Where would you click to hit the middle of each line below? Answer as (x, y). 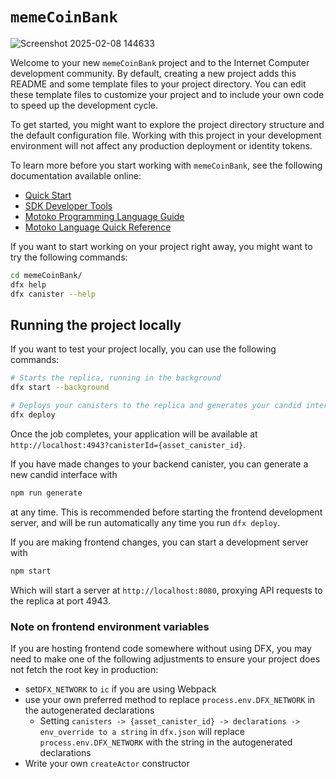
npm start (31, 571)
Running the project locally (96, 324)
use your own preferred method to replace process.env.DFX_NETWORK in (170, 699)
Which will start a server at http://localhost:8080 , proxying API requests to (166, 590)
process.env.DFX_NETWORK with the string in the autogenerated (166, 742)
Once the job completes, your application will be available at (134, 434)
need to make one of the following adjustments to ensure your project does (165, 659)
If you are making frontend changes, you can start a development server (159, 542)
